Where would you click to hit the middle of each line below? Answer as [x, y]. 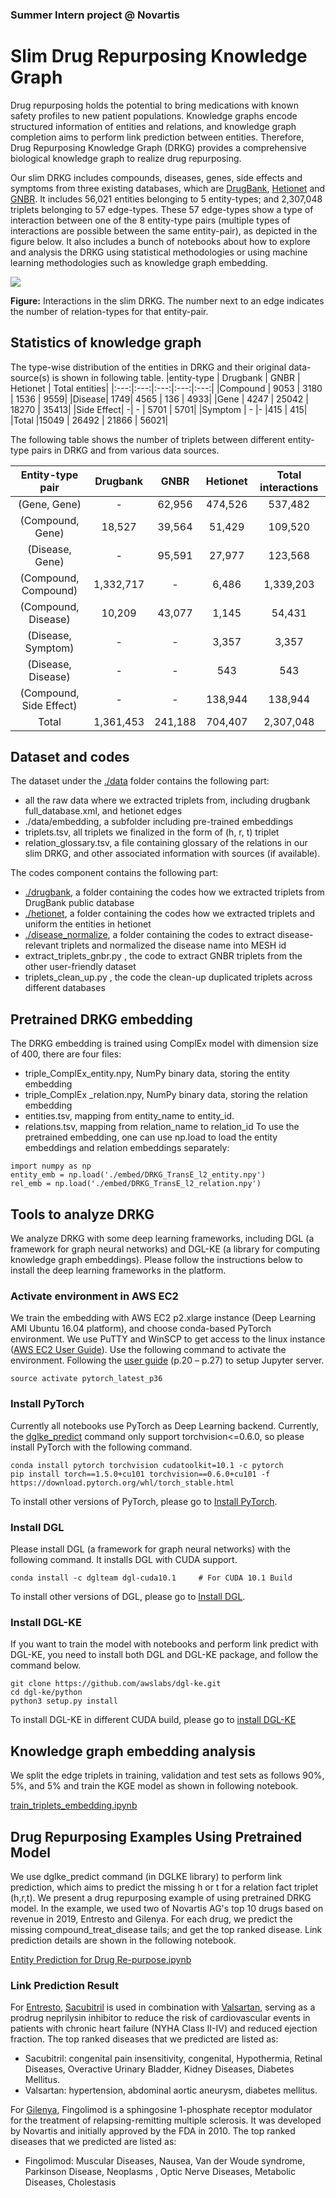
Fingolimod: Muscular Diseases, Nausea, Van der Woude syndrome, [165, 2161]
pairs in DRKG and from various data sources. [125, 450]
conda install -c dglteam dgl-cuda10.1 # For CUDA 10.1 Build [151, 1578]
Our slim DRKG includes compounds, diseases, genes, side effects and [156, 177]
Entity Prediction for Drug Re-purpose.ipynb [101, 1959]
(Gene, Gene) [49, 504]
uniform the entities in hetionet [88, 924]
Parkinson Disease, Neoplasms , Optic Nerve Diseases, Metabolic [160, 2172]
